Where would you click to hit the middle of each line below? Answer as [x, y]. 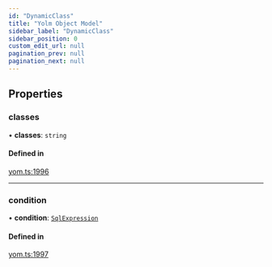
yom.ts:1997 [28, 254]
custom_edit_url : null [47, 46]
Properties [36, 94]
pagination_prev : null [47, 54]
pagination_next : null [47, 62]
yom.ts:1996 [29, 171]
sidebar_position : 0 [43, 39]
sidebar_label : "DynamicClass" [61, 31]
